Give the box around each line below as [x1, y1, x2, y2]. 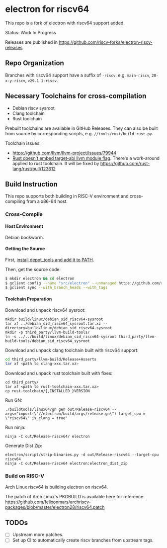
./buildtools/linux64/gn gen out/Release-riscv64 [5, 407, 110, 412]
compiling [5, 198, 26, 204]
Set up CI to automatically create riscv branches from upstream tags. [12, 537, 154, 543]
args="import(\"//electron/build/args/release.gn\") [5, 411, 117, 416]
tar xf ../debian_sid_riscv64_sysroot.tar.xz [5, 321, 101, 326]
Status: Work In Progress [5, 29, 56, 35]
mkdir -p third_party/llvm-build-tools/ [5, 330, 90, 335]
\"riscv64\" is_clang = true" [5, 416, 68, 421]
